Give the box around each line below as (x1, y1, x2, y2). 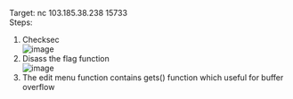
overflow (21, 82, 55, 92)
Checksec (21, 35, 60, 45)
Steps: (9, 17, 33, 28)
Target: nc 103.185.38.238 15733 (9, 8, 127, 18)
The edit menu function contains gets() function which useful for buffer (21, 72, 284, 83)
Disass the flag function (21, 54, 110, 63)
